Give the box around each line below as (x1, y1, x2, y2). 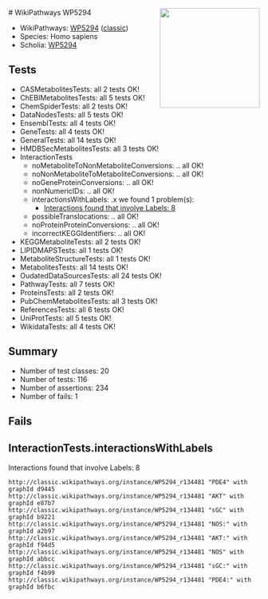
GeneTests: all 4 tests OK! (19, 127, 105, 136)
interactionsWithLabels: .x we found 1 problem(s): (31, 195, 195, 204)
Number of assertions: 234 (19, 383, 109, 392)
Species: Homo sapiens (19, 32, 98, 41)
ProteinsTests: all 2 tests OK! (19, 287, 114, 298)
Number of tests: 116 (19, 374, 88, 384)
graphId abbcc (8, 554, 56, 563)
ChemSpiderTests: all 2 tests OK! (19, 101, 128, 111)
